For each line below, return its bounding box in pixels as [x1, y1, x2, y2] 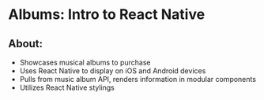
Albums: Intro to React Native [8, 6, 206, 24]
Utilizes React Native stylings [19, 83, 115, 92]
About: [8, 37, 43, 50]
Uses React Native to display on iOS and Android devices [19, 66, 206, 76]
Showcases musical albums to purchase [19, 57, 151, 67]
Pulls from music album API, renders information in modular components [19, 75, 257, 83]
